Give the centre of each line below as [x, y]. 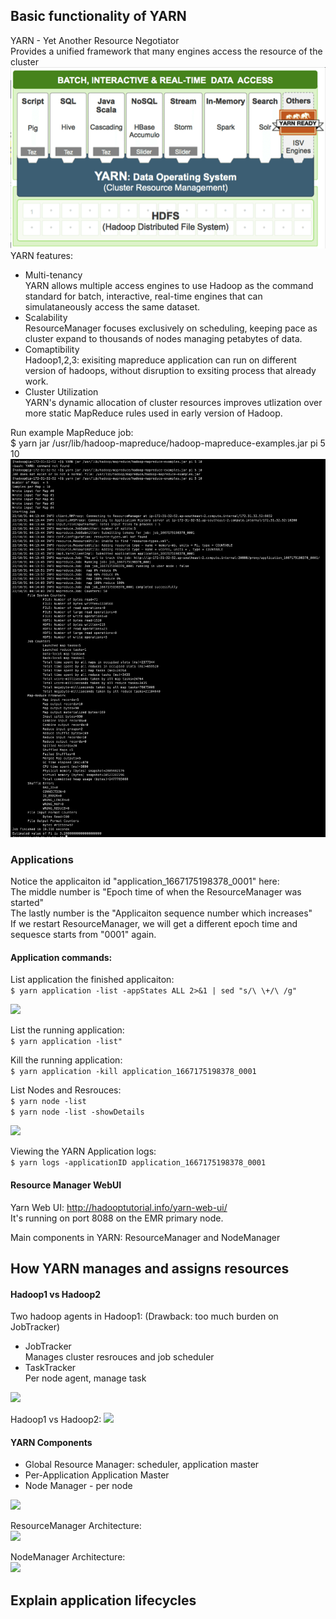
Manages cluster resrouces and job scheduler [119, 1357]
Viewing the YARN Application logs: [83, 1151]
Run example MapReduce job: [72, 433]
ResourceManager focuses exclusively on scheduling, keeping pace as [171, 328]
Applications [42, 859]
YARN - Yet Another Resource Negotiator [95, 40]
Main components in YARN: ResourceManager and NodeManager [145, 1237]
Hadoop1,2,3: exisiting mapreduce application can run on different [160, 360]
